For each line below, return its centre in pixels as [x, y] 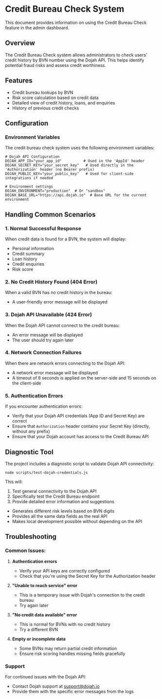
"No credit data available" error [45, 614]
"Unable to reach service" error [45, 585]
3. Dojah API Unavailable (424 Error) [49, 315]
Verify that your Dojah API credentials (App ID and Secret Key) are [78, 416]
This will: [14, 482]
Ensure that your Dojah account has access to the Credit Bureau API [80, 437]
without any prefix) [31, 431]
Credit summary [28, 254]
